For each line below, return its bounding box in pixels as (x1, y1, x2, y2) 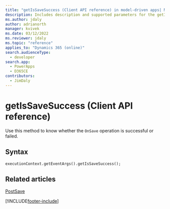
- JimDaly (10, 78, 30, 83)
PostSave (5, 188, 25, 194)
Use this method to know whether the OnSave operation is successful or (5, 127, 154, 133)
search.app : (5, 59, 30, 64)
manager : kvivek (5, 26, 39, 31)
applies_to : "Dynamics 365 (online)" (5, 45, 85, 50)
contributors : (5, 74, 35, 79)
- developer (10, 54, 35, 60)
